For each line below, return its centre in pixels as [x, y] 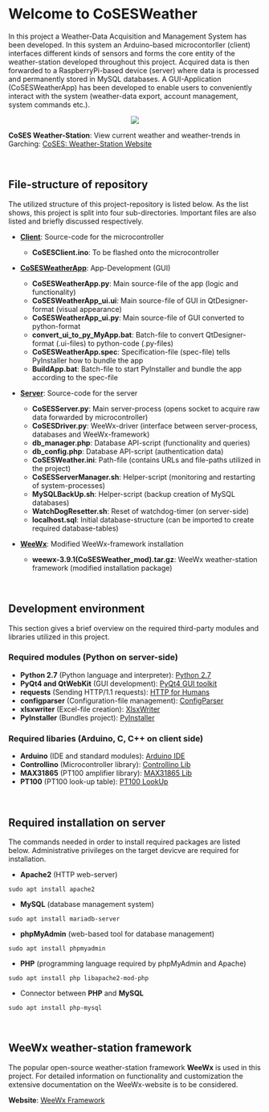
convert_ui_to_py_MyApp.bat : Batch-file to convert [118, 334]
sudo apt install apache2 [51, 889]
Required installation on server [87, 822]
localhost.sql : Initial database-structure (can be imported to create [143, 519]
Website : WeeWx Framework [57, 1100]
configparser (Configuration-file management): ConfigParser [122, 700]
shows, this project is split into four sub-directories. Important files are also [132, 212]
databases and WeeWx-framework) [91, 434]
